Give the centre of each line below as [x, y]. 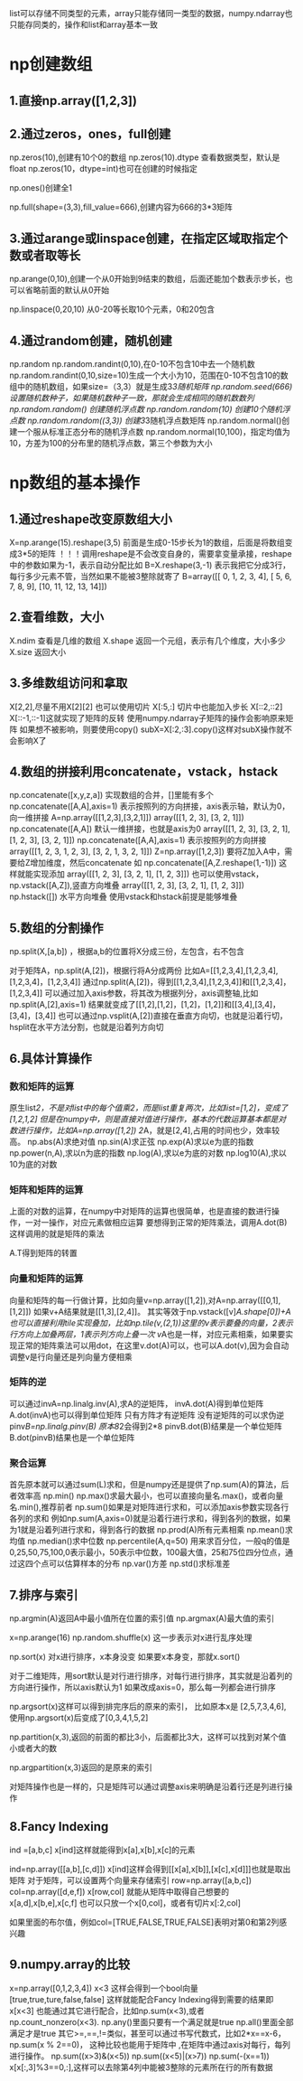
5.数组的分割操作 [56, 928]
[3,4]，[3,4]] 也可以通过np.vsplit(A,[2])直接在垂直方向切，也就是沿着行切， [149, 1016]
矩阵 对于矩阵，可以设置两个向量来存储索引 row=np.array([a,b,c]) [131, 1880]
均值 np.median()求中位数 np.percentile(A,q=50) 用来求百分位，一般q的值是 [150, 1541]
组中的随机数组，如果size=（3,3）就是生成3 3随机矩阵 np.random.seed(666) [151, 387]
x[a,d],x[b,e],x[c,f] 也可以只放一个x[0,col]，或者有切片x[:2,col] [125, 1903]
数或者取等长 [45, 255]
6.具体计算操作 [51, 1059]
